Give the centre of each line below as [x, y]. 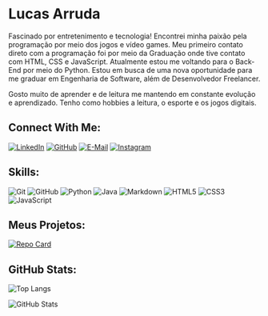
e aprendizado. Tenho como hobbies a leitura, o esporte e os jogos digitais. [132, 102]
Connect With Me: [55, 128]
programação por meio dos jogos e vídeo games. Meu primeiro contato [126, 44]
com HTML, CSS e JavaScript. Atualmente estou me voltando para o [121, 62]
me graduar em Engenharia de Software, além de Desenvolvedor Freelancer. [134, 78]
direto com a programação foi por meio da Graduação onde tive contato [127, 53]
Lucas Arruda [54, 14]
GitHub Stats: [43, 269]
